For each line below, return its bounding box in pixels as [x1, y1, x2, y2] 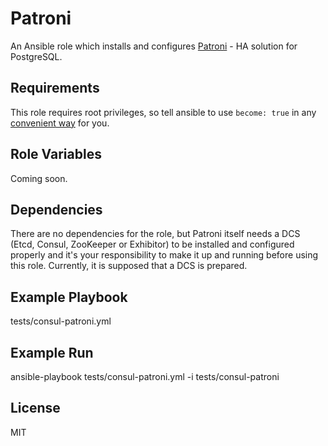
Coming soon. [10, 172, 68, 184]
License [10, 400, 61, 417]
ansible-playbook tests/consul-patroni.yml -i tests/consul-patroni [10, 371, 280, 382]
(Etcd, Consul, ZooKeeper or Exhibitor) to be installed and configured [10, 238, 295, 251]
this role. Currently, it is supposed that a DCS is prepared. [10, 260, 248, 272]
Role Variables [10, 146, 102, 163]
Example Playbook [10, 288, 128, 306]
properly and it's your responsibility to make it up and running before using [10, 249, 319, 261]
